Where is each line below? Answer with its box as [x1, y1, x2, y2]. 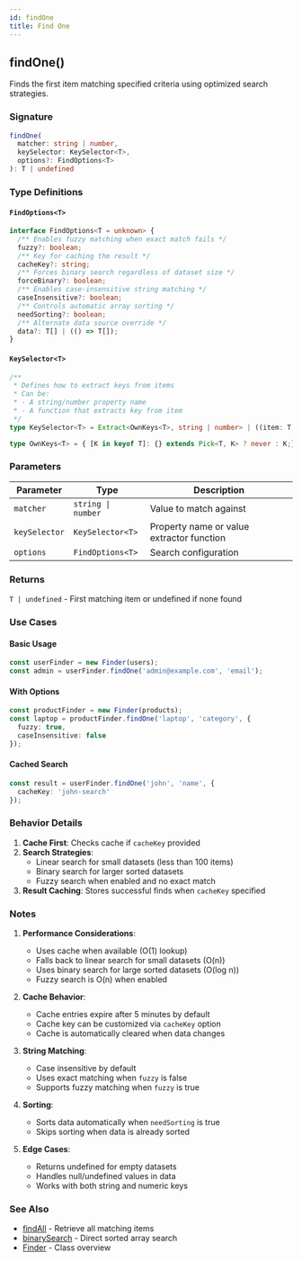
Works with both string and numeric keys [35, 1180, 189, 1192]
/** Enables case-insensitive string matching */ [17, 285, 207, 294]
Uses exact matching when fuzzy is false [35, 1072, 188, 1084]
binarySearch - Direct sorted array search [22, 1233, 178, 1244]
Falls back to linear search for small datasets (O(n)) [35, 955, 226, 966]
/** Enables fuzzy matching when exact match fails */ [17, 235, 227, 244]
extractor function [149, 532, 226, 544]
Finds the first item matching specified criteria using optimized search [9, 78, 269, 90]
